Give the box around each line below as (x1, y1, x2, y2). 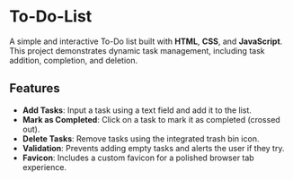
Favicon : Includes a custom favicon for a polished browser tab (22, 152, 254, 163)
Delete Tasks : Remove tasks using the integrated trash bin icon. (22, 133, 260, 144)
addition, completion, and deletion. (9, 55, 138, 65)
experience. (22, 161, 67, 172)
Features (9, 81, 60, 96)
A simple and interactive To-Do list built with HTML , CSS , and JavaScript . (9, 36, 283, 47)
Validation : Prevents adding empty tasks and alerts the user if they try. (22, 142, 285, 153)
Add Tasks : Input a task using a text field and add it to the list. (22, 105, 252, 116)
